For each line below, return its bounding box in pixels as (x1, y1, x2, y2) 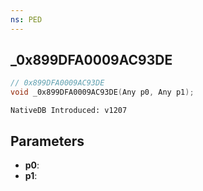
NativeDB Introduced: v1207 (10, 106, 128, 116)
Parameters (10, 132, 85, 150)
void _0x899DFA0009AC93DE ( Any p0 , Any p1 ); (10, 87, 195, 98)
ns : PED (10, 14, 43, 25)
